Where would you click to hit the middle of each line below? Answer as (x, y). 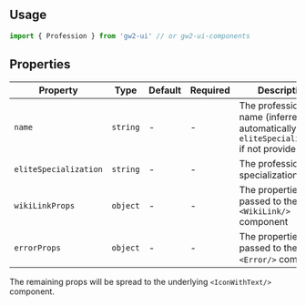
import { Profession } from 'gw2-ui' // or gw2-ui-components (130, 36)
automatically (268, 128)
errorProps (37, 248)
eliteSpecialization (58, 169)
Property (59, 90)
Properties (40, 64)
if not (250, 148)
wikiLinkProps (45, 205)
